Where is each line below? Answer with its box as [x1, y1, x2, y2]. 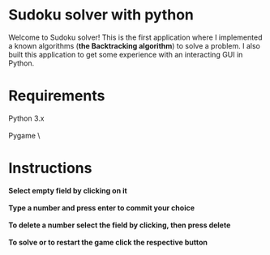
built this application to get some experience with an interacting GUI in [8, 49, 243, 59]
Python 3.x [8, 113, 45, 123]
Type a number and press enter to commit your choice [8, 202, 195, 212]
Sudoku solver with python [8, 6, 195, 24]
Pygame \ [8, 130, 41, 140]
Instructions [8, 159, 92, 177]
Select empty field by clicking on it [8, 185, 127, 195]
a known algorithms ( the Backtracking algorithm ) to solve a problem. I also [8, 40, 261, 50]
